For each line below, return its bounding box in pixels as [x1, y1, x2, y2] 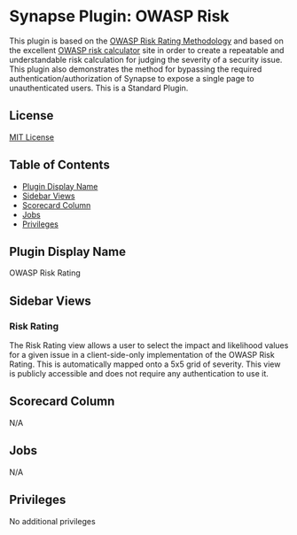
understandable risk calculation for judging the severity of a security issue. [9, 54, 283, 65]
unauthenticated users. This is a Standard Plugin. [9, 82, 189, 93]
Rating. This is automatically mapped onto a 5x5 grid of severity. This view [9, 359, 281, 369]
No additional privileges [9, 516, 96, 526]
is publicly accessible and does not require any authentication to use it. [9, 368, 269, 379]
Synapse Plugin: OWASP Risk [9, 6, 230, 27]
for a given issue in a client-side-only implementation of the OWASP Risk [9, 350, 275, 361]
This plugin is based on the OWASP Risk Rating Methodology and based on [9, 35, 284, 46]
